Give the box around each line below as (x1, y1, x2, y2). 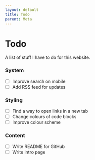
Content (5, 132, 26, 139)
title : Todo (5, 12, 30, 17)
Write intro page (12, 149, 46, 155)
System (5, 67, 24, 74)
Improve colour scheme (12, 119, 61, 125)
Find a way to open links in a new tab (12, 108, 88, 114)
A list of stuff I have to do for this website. (5, 54, 91, 60)
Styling (5, 97, 23, 104)
